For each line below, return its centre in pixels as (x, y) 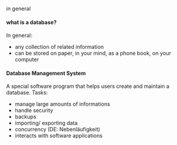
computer (27, 59)
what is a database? (31, 22)
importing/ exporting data (46, 123)
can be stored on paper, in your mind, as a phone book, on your (93, 53)
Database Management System (46, 73)
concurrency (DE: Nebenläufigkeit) (57, 130)
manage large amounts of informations (62, 104)
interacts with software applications (59, 135)
